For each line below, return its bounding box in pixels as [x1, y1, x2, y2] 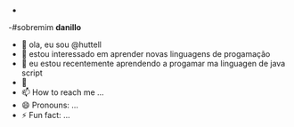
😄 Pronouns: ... [20, 99, 79, 110]
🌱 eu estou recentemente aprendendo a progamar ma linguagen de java [20, 59, 286, 68]
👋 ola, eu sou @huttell [20, 39, 102, 50]
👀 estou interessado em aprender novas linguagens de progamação [20, 49, 271, 59]
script [20, 67, 44, 78]
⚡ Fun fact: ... [20, 110, 70, 120]
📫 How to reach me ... [20, 87, 104, 98]
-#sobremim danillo [8, 22, 82, 32]
